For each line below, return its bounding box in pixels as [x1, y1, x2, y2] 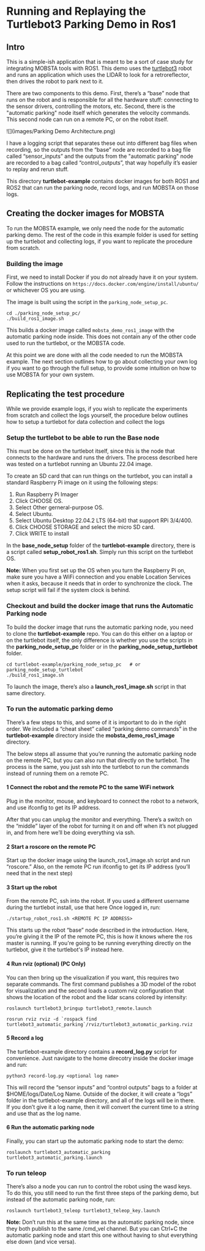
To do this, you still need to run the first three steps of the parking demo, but [6, 1190, 199, 1197]
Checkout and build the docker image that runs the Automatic [6, 602, 194, 610]
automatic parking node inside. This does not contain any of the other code [6, 333, 196, 340]
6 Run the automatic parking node [6, 1124, 95, 1131]
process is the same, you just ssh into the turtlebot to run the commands [6, 763, 189, 770]
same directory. [6, 689, 46, 696]
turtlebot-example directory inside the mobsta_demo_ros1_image [6, 731, 175, 739]
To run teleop [6, 1169, 47, 1177]
